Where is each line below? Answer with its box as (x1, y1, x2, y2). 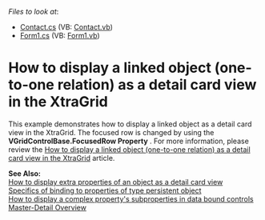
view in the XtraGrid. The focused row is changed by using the (8, 127, 215, 137)
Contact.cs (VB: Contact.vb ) (19, 22, 114, 31)
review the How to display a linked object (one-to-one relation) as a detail (8, 144, 251, 154)
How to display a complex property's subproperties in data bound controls (8, 194, 254, 203)
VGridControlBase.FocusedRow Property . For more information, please (8, 136, 250, 146)
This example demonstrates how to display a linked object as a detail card (8, 119, 252, 129)
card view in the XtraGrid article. (8, 153, 115, 162)
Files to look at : (8, 7, 59, 16)
